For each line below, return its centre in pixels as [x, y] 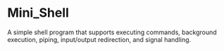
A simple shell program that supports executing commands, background [112, 32]
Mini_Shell [38, 13]
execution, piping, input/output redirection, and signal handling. [99, 39]
